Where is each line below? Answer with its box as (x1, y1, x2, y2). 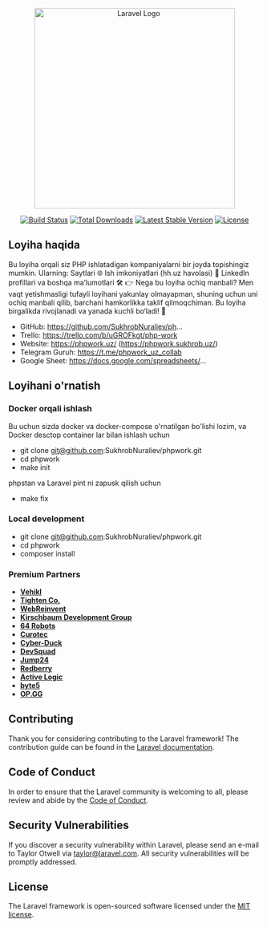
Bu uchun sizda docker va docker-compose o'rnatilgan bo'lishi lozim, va (8, 421, 247, 431)
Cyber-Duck (19, 638, 63, 648)
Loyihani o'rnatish (8, 379, 101, 393)
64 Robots (19, 621, 56, 631)
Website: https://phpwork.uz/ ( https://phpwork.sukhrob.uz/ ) (19, 338, 218, 348)
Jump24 (19, 655, 50, 665)
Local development (8, 513, 85, 524)
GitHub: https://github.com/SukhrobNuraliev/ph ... (19, 322, 183, 331)
